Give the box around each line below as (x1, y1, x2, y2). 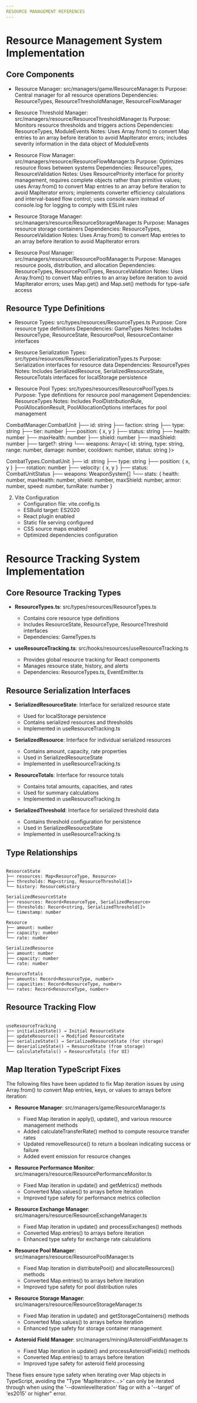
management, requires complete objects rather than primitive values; (14, 177, 182, 184)
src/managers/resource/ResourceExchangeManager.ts (14, 1212, 148, 1219)
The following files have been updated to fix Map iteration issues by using (6, 1080, 185, 1087)
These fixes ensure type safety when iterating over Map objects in (6, 1371, 166, 1378)
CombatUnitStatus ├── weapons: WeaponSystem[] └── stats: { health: (6, 470, 180, 477)
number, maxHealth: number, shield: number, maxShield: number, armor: (6, 476, 182, 484)
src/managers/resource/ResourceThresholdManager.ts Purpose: (14, 115, 171, 122)
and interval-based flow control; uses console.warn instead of (14, 195, 165, 202)
